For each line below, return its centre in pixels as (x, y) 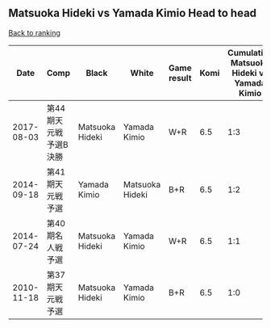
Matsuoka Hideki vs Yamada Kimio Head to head (132, 13)
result (180, 78)
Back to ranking (34, 32)
